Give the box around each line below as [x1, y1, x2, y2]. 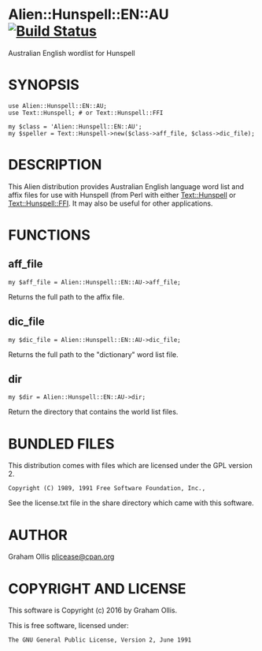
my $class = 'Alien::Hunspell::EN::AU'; [8, 122, 143, 131]
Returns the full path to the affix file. [8, 292, 124, 301]
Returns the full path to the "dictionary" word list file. [8, 349, 179, 359]
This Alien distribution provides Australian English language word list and [8, 181, 245, 191]
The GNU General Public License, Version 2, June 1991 [8, 636, 192, 644]
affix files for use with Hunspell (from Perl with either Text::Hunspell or [8, 190, 236, 199]
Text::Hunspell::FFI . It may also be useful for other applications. [8, 199, 213, 208]
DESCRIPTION [8, 156, 102, 174]
